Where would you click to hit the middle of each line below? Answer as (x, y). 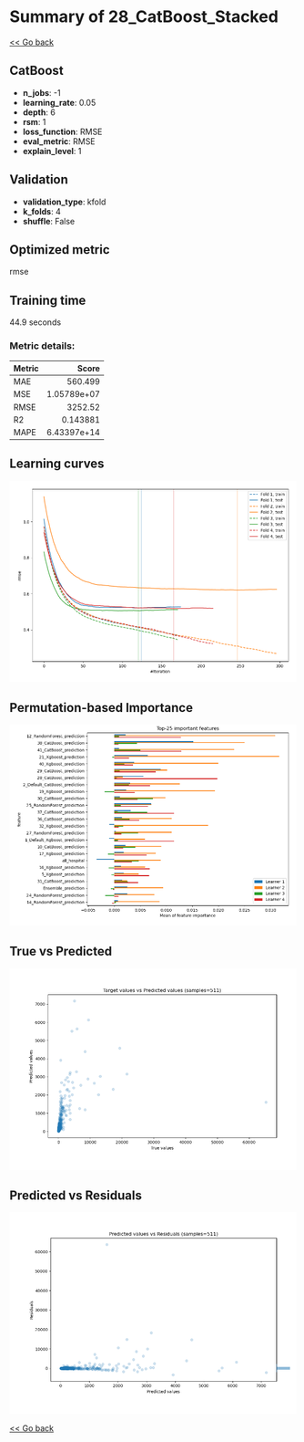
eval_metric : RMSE (59, 141)
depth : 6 (39, 112)
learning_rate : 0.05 (59, 102)
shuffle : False (49, 221)
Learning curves (57, 464)
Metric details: (42, 346)
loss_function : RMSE (62, 131)
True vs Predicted (61, 951)
